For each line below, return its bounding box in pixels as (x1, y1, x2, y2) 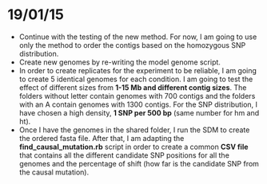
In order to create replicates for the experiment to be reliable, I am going (18, 65, 257, 75)
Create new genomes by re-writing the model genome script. (18, 57, 221, 67)
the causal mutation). (18, 167, 90, 177)
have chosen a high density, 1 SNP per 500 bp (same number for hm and (18, 108, 260, 117)
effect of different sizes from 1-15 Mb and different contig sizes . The (18, 82, 247, 92)
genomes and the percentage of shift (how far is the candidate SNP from (18, 159, 259, 168)
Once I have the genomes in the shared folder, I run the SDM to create (18, 125, 250, 135)
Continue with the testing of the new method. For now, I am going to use (18, 32, 257, 41)
